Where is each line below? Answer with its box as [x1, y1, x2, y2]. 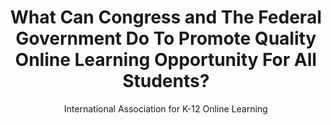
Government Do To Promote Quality [15, 27, 317, 50]
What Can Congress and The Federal [10, 6, 322, 29]
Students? [122, 70, 210, 93]
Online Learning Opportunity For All [14, 49, 318, 71]
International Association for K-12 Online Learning [64, 102, 268, 115]
